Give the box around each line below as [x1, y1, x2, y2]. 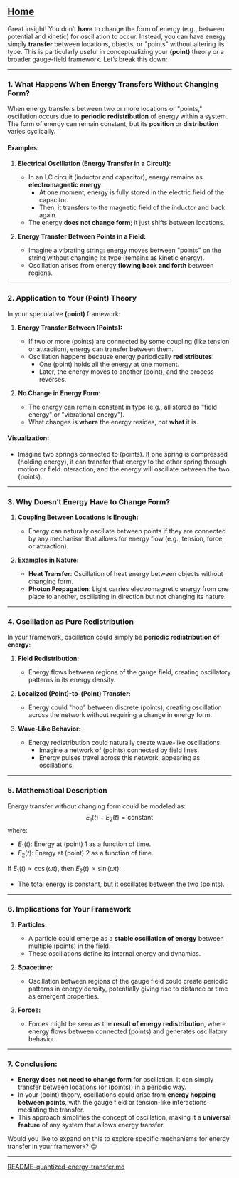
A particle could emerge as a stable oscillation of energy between [28, 934, 224, 943]
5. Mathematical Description [7, 786, 108, 796]
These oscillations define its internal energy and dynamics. [28, 949, 201, 958]
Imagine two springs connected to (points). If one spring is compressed [17, 449, 228, 458]
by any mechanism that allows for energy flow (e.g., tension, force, [28, 534, 224, 543]
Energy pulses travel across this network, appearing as [38, 754, 201, 762]
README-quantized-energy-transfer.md [7, 1162, 125, 1171]
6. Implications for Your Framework [7, 904, 132, 914]
